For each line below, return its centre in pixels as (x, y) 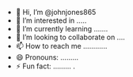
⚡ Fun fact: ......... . (45, 66)
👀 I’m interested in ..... (51, 20)
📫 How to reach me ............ (61, 46)
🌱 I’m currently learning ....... (62, 29)
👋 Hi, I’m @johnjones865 (56, 12)
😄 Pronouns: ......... (47, 57)
